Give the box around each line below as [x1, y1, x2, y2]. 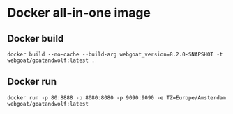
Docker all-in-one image [7, 5, 151, 21]
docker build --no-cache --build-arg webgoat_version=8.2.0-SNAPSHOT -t [7, 51, 223, 58]
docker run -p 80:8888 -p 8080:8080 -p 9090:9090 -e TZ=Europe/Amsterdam [7, 94, 227, 101]
